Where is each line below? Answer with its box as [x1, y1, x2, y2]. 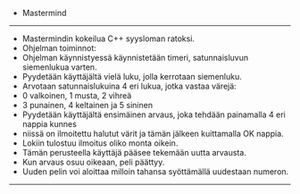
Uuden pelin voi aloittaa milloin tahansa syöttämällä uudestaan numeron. [21, 166, 289, 177]
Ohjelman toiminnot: [21, 43, 96, 53]
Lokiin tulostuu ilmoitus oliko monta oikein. [21, 138, 179, 148]
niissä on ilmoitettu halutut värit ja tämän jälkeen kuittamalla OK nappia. [21, 129, 284, 139]
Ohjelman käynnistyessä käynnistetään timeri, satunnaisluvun [21, 53, 249, 63]
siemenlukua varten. [21, 62, 97, 72]
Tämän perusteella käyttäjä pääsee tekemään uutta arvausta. [21, 148, 247, 157]
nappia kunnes [21, 119, 78, 129]
